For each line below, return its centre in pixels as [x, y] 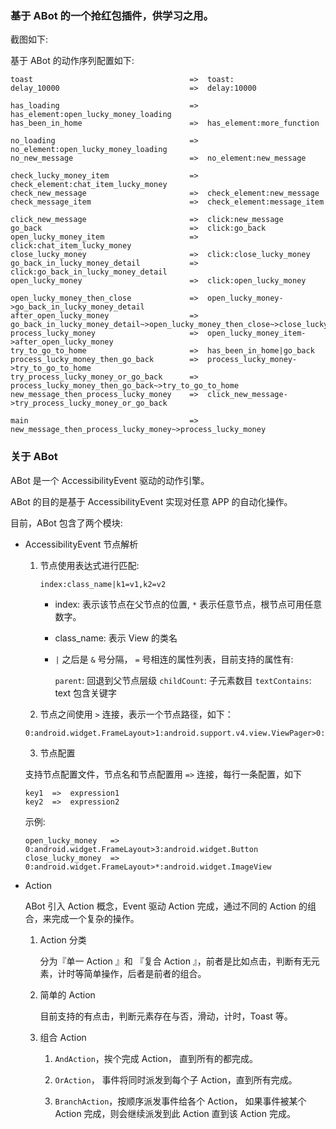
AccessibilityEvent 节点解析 [81, 544]
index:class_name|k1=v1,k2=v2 [103, 584]
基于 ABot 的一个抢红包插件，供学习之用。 [112, 15]
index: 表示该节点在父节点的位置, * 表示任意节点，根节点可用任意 [188, 604]
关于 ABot [34, 457]
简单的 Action [67, 994]
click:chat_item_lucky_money [71, 246]
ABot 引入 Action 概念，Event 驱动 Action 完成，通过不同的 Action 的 [166, 906]
